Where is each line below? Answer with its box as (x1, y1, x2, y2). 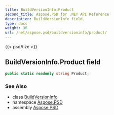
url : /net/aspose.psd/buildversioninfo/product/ (5, 30, 107, 35)
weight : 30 (5, 26, 28, 31)
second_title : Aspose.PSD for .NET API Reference (5, 12, 110, 17)
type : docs (5, 21, 28, 26)
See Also (5, 82, 27, 89)
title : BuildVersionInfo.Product (5, 7, 74, 12)
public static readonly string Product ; (5, 71, 90, 76)
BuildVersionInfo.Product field (5, 58, 101, 67)
